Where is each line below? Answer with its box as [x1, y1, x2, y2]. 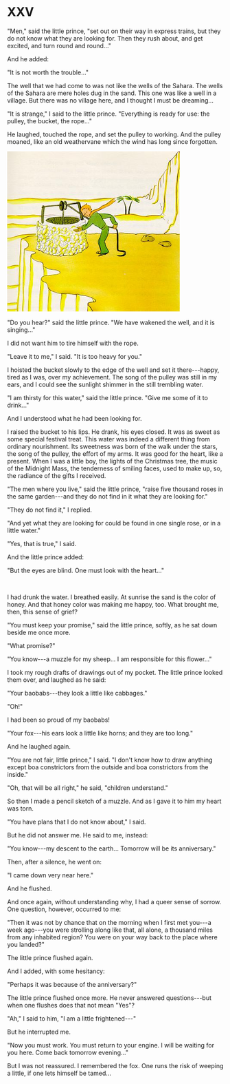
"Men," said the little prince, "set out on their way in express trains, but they [7, 27, 221, 35]
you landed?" [7, 940, 45, 948]
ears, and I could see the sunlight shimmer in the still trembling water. [7, 380, 204, 388]
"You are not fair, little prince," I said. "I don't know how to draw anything [7, 755, 213, 764]
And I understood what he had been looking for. [7, 414, 142, 422]
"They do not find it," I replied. [7, 505, 93, 514]
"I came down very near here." [7, 871, 94, 879]
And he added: [7, 54, 49, 63]
